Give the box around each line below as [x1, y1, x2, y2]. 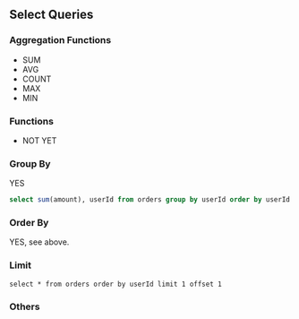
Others [9, 300, 40, 313]
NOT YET [21, 134, 57, 146]
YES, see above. [9, 237, 70, 247]
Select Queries [9, 7, 94, 22]
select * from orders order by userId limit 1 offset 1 [9, 280, 222, 289]
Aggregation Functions [9, 34, 112, 47]
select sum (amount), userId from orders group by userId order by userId [9, 195, 291, 204]
